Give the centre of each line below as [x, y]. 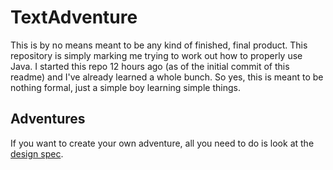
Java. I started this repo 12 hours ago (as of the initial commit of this [150, 66]
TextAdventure [74, 17]
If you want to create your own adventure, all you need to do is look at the [162, 143]
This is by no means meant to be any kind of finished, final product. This [159, 45]
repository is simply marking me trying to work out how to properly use [156, 55]
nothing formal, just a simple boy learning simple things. [125, 87]
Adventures [48, 119]
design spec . [37, 153]
